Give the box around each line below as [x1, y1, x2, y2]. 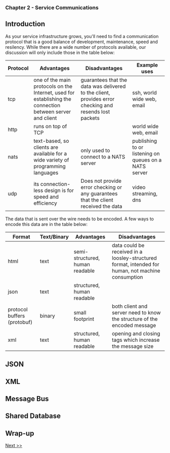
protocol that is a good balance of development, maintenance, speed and [5, 39, 158, 45]
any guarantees [80, 190, 118, 197]
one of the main [33, 76, 71, 83]
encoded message [112, 321, 156, 329]
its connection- [33, 180, 71, 187]
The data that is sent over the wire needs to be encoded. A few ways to [5, 215, 154, 222]
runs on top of [33, 122, 67, 130]
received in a [112, 248, 143, 255]
